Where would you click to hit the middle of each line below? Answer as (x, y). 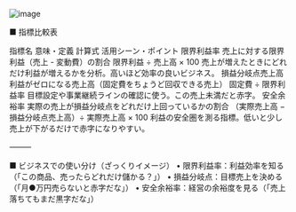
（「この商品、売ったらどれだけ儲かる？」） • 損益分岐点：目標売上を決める (146, 177)
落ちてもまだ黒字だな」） (54, 199)
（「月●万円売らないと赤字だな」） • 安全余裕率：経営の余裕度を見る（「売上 (148, 188)
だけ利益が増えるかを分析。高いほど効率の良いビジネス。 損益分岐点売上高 (147, 73)
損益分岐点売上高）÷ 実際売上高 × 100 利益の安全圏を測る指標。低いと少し (146, 117)
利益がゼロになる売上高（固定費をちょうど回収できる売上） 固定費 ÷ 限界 (144, 84)
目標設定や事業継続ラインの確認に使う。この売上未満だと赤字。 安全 (152, 95)
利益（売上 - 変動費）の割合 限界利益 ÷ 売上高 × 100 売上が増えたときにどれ (148, 62)
